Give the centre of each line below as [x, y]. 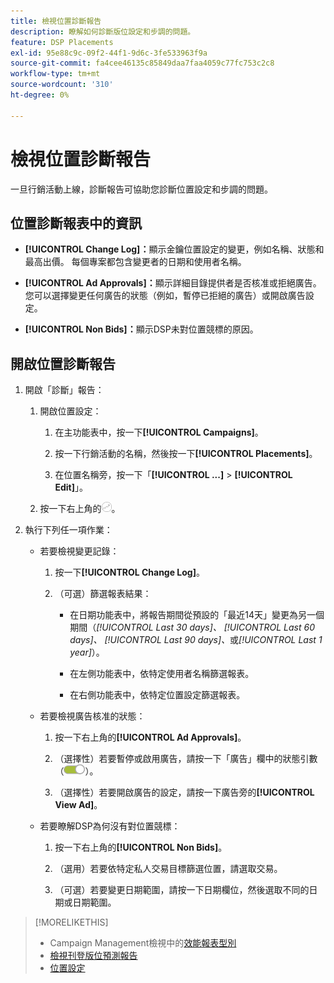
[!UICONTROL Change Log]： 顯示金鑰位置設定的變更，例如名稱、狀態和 [174, 249]
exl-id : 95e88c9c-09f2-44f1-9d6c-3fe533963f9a [109, 53]
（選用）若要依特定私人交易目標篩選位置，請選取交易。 [168, 869]
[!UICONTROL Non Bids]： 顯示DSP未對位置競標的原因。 [141, 329]
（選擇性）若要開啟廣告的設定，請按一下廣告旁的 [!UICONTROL [184, 792]
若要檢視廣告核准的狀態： [92, 716]
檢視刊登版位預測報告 [93, 956]
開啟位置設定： [70, 411]
